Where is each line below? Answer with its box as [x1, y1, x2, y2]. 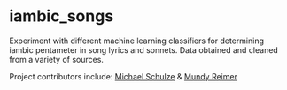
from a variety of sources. [9, 54, 105, 64]
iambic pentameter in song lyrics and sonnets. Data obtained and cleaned [9, 44, 279, 55]
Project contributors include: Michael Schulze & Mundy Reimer [9, 71, 237, 81]
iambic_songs [9, 6, 114, 26]
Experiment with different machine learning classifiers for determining [9, 35, 264, 46]
